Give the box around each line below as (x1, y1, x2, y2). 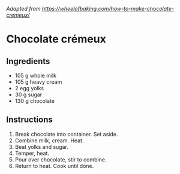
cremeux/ (6, 11, 30, 19)
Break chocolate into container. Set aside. (14, 130, 118, 138)
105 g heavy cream (14, 78, 62, 86)
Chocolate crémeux (6, 32, 106, 46)
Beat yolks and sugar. (14, 143, 69, 150)
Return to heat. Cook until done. (14, 162, 94, 169)
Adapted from (6, 5, 41, 12)
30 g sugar (14, 91, 43, 98)
